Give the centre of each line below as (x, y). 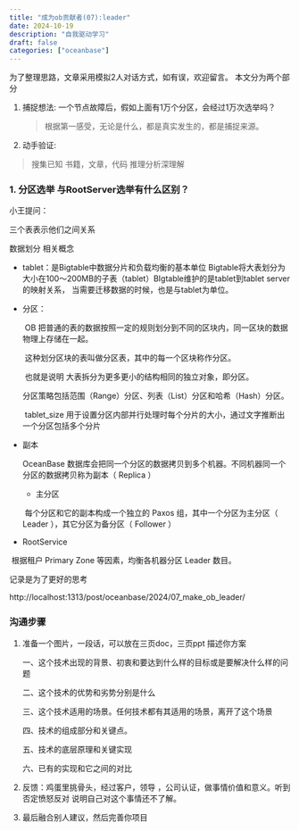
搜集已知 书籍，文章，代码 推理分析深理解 (108, 164)
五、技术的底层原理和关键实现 (77, 749)
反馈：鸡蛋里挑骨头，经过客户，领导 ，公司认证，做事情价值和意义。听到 (156, 787)
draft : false (33, 42)
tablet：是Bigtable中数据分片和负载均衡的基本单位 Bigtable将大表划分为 (154, 268)
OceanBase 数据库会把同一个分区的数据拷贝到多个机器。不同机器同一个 (154, 464)
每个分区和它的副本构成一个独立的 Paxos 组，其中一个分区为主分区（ (151, 513)
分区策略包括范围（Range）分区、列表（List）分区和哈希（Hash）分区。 (155, 396)
